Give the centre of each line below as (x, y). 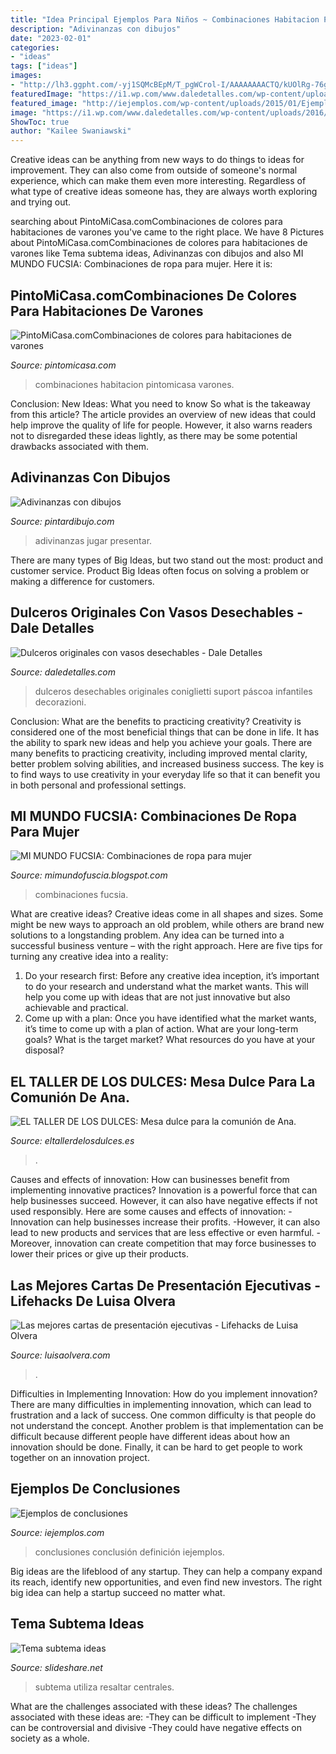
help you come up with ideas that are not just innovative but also (157, 997)
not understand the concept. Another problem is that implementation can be (167, 1425)
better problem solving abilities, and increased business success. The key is (167, 763)
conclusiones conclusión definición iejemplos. (129, 1552)
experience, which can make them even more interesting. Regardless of (158, 181)
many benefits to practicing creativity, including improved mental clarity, (159, 753)
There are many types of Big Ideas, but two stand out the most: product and (167, 560)
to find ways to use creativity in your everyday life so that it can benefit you (165, 774)
